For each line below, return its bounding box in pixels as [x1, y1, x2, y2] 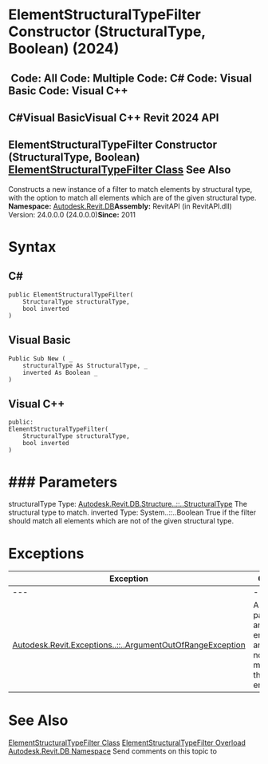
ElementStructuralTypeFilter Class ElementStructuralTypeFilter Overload [8, 738, 246, 748]
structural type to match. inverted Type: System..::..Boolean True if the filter [8, 507, 257, 517]
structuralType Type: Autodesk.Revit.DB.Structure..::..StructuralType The [8, 499, 247, 509]
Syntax [8, 237, 57, 256]
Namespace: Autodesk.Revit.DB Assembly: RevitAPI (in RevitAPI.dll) [8, 201, 233, 211]
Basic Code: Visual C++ [8, 84, 129, 97]
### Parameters [8, 473, 118, 491]
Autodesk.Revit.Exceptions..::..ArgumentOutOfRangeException [12, 639, 246, 651]
